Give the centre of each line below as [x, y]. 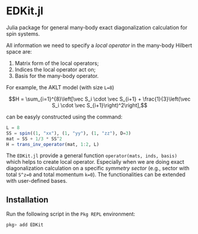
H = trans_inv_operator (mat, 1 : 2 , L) [53, 144]
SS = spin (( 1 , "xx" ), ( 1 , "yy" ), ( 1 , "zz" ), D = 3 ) [69, 133]
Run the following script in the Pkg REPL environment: [71, 214]
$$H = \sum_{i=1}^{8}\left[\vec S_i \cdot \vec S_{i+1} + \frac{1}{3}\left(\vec [100, 99]
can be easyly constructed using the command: [64, 117]
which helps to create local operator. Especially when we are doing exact [95, 162]
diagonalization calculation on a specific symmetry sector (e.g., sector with [98, 169]
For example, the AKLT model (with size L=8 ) [60, 87]
